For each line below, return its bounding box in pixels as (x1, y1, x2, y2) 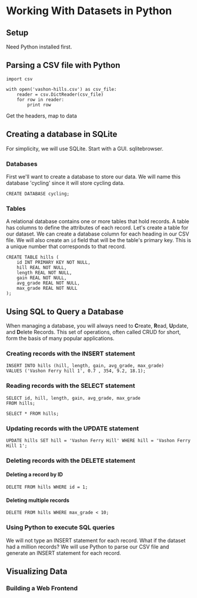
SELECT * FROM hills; (6, 410, 59, 417)
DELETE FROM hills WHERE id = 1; (6, 484, 88, 491)
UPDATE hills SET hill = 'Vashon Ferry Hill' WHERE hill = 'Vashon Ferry (6, 437, 191, 443)
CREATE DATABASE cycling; (6, 191, 69, 197)
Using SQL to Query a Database (6, 306, 124, 316)
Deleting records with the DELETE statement (6, 456, 135, 465)
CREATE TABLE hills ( (6, 254, 59, 260)
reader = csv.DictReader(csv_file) (16, 92, 104, 97)
